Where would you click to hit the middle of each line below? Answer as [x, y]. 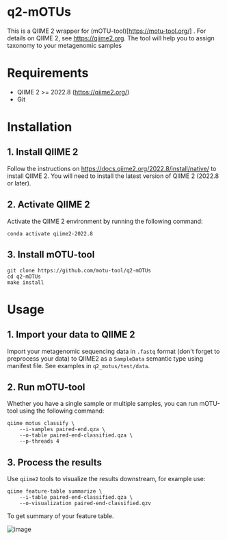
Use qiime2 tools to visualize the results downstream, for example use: [106, 479]
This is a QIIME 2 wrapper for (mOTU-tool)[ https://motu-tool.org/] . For [107, 31]
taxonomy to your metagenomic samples [64, 45]
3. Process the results [55, 462]
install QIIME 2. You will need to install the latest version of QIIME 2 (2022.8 [113, 176]
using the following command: [62, 411]
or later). [19, 183]
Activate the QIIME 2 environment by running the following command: [105, 221]
